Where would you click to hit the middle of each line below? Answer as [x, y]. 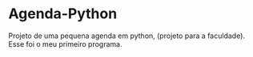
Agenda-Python [63, 14]
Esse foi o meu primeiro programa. [65, 44]
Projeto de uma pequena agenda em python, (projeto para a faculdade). [127, 36]
